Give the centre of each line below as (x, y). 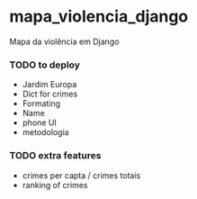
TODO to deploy (45, 65)
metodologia (45, 132)
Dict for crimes (50, 94)
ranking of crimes (55, 185)
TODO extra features (55, 156)
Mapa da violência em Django (64, 41)
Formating (41, 104)
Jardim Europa (49, 85)
